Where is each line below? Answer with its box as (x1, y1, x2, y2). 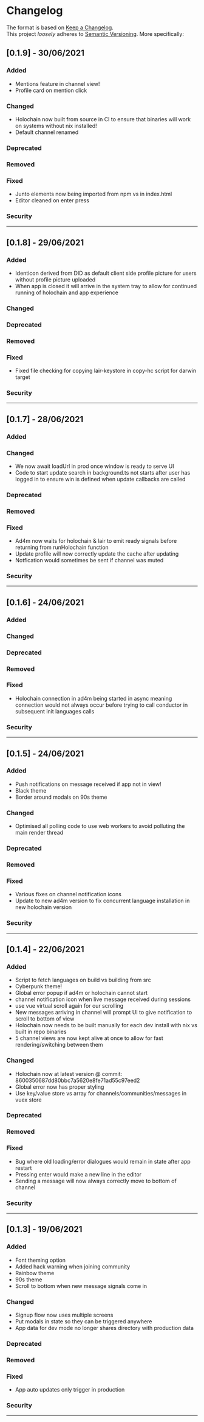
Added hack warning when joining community (15, 1262, 131, 1270)
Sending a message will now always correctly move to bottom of (15, 1177, 177, 1184)
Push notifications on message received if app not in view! (15, 780, 162, 788)
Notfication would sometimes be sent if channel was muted (15, 557, 164, 564)
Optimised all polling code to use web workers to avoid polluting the (15, 822, 185, 830)
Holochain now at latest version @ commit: (15, 1070, 123, 1077)
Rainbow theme (15, 1269, 55, 1276)
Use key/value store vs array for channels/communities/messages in (15, 1089, 187, 1097)
